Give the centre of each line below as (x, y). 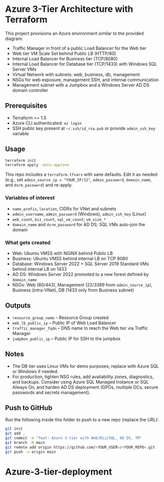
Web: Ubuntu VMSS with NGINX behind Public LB (63, 253)
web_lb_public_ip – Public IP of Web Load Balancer (64, 323)
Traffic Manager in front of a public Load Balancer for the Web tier (79, 48)
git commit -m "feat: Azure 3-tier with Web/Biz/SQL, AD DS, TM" (73, 438)
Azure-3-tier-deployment (59, 472)
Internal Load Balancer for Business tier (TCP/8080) (65, 58)
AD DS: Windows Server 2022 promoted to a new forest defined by (81, 274)
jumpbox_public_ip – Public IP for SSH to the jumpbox (66, 338)
